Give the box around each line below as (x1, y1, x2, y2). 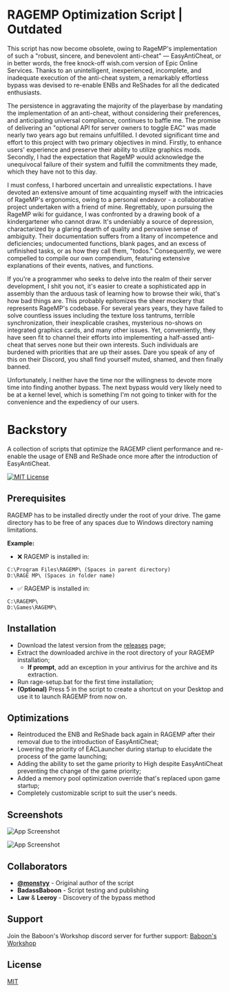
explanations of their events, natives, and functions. (7, 261, 154, 269)
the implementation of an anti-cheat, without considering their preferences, (7, 109, 221, 117)
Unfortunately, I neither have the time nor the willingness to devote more (7, 375, 212, 384)
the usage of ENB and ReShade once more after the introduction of (28, 452, 218, 460)
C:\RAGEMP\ (7, 598, 39, 605)
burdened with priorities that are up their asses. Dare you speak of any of (7, 348, 215, 356)
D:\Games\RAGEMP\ (7, 603, 57, 611)
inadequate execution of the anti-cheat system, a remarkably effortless (7, 73, 209, 82)
